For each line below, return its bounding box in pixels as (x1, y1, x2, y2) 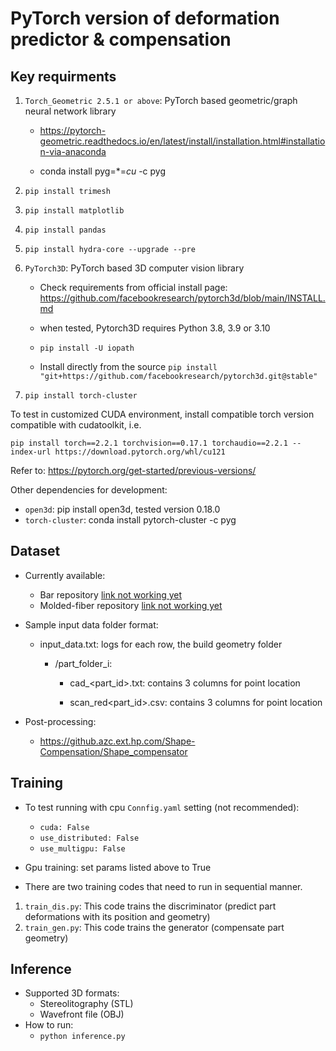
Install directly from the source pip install (39, 361, 218, 372)
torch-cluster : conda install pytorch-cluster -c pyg (24, 514, 237, 526)
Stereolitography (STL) (39, 998, 134, 1010)
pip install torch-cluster (24, 391, 138, 401)
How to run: (24, 1019, 74, 1031)
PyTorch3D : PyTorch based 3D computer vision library (24, 262, 245, 274)
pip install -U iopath (39, 343, 135, 353)
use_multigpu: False (39, 843, 126, 854)
